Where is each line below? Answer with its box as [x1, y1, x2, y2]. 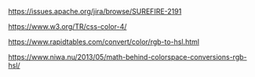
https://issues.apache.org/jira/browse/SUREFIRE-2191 [8, 7, 182, 16]
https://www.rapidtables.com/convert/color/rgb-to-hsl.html [8, 37, 200, 46]
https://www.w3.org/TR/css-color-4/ [8, 22, 127, 31]
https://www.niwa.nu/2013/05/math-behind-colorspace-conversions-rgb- [8, 53, 247, 61]
